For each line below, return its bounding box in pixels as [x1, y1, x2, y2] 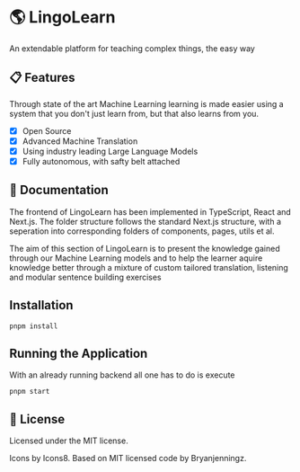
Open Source [22, 125, 72, 136]
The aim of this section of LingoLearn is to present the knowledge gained [9, 243, 280, 254]
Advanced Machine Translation [22, 136, 138, 147]
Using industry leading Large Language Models [22, 146, 199, 156]
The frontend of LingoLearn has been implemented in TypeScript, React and [9, 206, 292, 217]
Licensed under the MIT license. [9, 435, 128, 446]
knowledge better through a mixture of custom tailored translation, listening [9, 262, 289, 272]
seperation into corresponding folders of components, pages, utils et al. [9, 226, 276, 236]
